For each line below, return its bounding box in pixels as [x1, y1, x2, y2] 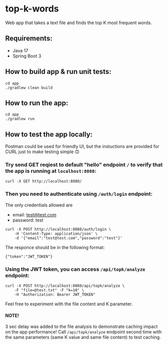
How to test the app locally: [5, 130, 93, 139]
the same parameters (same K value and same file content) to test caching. [5, 334, 161, 340]
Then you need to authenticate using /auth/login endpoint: [5, 190, 152, 197]
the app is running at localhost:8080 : [5, 168, 97, 175]
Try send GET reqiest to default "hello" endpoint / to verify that [5, 161, 163, 168]
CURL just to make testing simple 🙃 [5, 149, 79, 155]
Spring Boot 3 [12, 53, 42, 59]
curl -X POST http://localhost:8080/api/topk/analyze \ [5, 283, 125, 289]
